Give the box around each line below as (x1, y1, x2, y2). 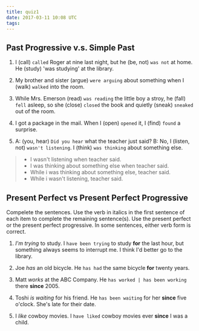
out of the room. (15, 108, 56, 115)
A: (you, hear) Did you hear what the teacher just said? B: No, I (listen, (15, 137, 190, 145)
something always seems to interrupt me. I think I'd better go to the (15, 246, 183, 253)
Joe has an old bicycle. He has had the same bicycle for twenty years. (15, 264, 190, 271)
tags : (6, 20, 20, 26)
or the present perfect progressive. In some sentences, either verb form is (6, 221, 191, 229)
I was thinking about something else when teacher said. (30, 162, 169, 169)
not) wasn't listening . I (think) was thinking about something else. (15, 144, 183, 151)
